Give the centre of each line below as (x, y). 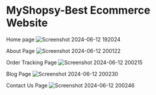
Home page (20, 39)
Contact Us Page (27, 85)
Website (27, 23)
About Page (20, 50)
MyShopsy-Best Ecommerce (78, 10)
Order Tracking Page (32, 62)
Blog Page (19, 74)
